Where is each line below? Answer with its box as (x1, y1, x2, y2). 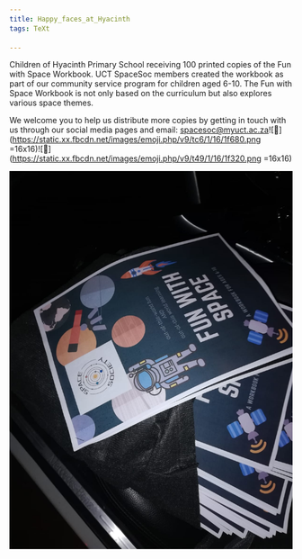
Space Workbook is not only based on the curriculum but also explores (9, 88, 272, 99)
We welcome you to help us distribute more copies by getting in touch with (9, 115, 287, 126)
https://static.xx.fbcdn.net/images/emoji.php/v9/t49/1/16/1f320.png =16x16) (12, 153, 292, 164)
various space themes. (9, 97, 94, 108)
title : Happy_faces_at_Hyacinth (9, 14, 130, 23)
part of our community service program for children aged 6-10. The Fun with (9, 78, 293, 89)
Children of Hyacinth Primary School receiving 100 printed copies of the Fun (9, 59, 292, 70)
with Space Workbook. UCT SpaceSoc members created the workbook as (9, 68, 284, 80)
